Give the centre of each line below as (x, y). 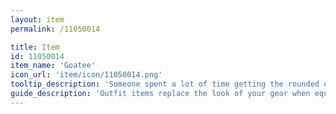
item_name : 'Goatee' (53, 66)
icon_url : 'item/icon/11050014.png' (86, 75)
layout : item (37, 19)
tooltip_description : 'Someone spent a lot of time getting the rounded (165, 84)
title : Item (35, 47)
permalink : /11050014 (55, 29)
